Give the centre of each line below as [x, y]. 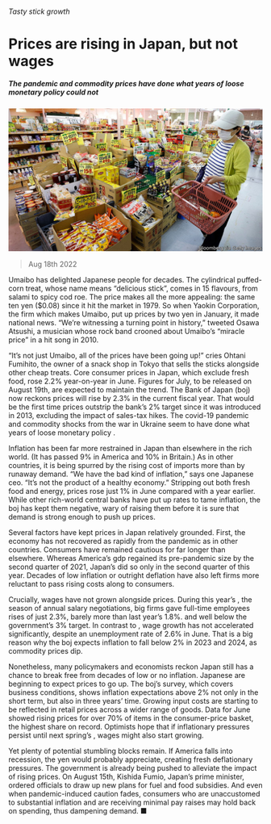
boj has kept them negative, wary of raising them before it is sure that [124, 508]
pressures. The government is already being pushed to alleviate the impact [133, 768]
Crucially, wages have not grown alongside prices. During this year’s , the [130, 600]
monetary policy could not [54, 92]
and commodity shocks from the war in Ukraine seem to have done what [129, 425]
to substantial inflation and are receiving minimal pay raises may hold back [132, 802]
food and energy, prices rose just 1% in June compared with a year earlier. [132, 491]
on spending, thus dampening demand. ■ [78, 811]
